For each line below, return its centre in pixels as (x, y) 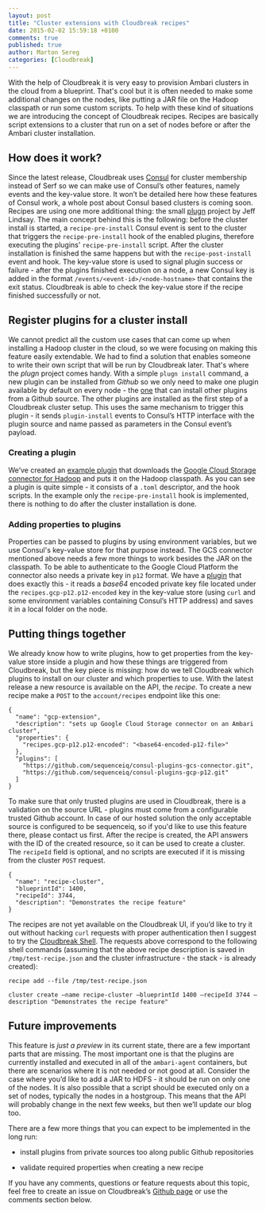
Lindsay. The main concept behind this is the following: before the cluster (128, 219)
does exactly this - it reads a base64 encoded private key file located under (132, 584)
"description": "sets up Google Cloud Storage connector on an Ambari (135, 723)
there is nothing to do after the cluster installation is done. (102, 503)
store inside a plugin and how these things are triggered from (127, 661)
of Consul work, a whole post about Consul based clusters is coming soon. (131, 202)
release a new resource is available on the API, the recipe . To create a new (130, 687)
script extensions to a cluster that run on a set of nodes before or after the (129, 125)
